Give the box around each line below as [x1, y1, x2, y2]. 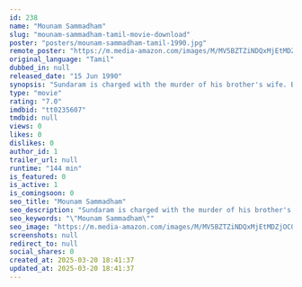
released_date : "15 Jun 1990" [9, 72, 123, 81]
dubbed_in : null [9, 64, 70, 73]
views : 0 [9, 122, 42, 131]
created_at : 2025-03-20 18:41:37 [9, 256, 135, 265]
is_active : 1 [9, 181, 58, 190]
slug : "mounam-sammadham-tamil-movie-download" [9, 30, 191, 39]
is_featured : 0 [9, 172, 67, 181]
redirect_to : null [9, 239, 78, 248]
